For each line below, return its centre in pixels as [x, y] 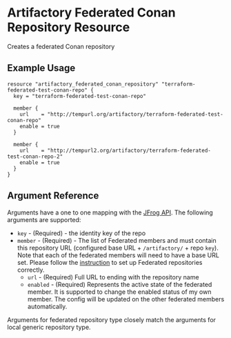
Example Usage [41, 68]
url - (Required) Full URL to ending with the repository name [113, 277]
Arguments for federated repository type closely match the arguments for [111, 319]
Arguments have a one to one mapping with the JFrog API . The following [110, 212]
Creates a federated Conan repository [61, 46]
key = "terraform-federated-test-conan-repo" [80, 96]
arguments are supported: [44, 219]
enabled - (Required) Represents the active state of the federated [120, 284]
